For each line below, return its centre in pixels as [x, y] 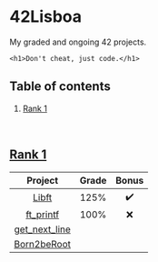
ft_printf [43, 214]
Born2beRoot [42, 244]
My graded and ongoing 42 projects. [78, 42]
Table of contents [60, 87]
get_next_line [42, 229]
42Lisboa [46, 17]
